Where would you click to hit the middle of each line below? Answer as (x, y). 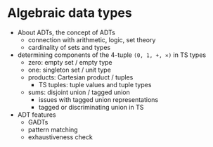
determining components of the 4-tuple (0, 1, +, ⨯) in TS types (111, 55)
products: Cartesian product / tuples (80, 77)
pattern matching (53, 129)
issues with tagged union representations (98, 99)
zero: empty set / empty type (70, 62)
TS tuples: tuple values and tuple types (95, 84)
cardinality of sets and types (69, 47)
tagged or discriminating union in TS (91, 107)
